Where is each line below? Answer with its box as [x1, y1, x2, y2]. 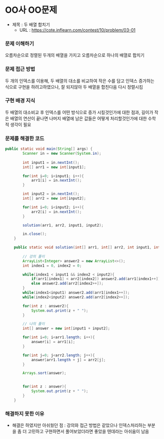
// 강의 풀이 [22, 254, 45, 259]
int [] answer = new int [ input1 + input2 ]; [22, 326, 110, 331]
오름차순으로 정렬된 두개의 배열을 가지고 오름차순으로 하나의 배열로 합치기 [5, 52, 145, 58]
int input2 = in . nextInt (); [22, 191, 80, 196]
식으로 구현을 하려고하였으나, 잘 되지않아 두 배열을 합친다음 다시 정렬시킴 [5, 84, 143, 90]
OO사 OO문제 [5, 4, 58, 16]
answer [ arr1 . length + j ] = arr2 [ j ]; [31, 357, 106, 362]
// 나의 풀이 [22, 322, 45, 326]
